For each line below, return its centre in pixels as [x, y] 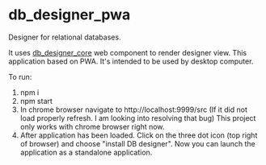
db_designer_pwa [70, 15]
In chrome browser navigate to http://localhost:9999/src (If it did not [134, 109]
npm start [36, 101]
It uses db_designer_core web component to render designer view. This [128, 52]
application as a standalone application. [86, 152]
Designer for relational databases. [65, 37]
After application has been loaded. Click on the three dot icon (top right [139, 135]
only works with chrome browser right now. [92, 126]
